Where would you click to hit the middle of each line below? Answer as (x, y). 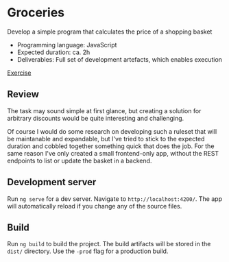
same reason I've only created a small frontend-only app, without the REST (113, 153)
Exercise (19, 73)
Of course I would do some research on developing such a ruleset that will (112, 131)
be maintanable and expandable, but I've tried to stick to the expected (106, 139)
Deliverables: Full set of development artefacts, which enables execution (120, 59)
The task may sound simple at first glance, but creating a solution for (104, 110)
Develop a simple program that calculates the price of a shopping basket (110, 32)
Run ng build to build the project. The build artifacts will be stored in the (109, 244)
